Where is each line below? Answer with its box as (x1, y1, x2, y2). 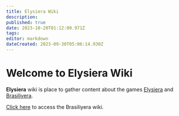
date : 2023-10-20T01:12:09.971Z (6, 25, 85, 31)
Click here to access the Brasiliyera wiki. (6, 103, 104, 110)
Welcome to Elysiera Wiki (6, 67, 133, 80)
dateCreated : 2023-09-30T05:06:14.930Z (6, 42, 104, 47)
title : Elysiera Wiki (6, 8, 59, 15)
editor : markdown (6, 36, 49, 42)
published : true (6, 19, 46, 25)
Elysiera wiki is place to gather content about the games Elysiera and (6, 86, 174, 93)
